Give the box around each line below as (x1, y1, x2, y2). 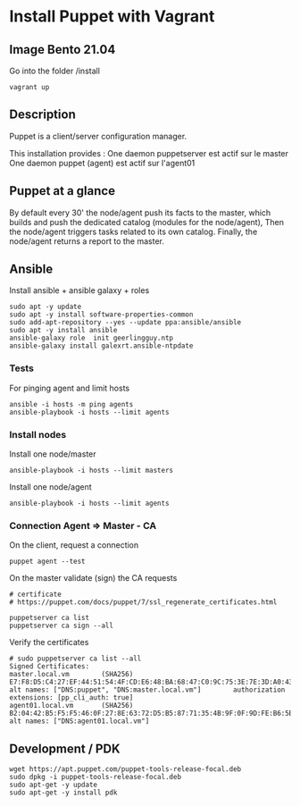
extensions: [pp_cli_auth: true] (9, 693, 134, 702)
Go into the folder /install (9, 65, 101, 76)
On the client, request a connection (9, 540, 139, 550)
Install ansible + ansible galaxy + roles (9, 285, 150, 296)
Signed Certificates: (9, 662, 90, 671)
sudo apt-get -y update (9, 780, 98, 790)
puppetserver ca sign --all (9, 621, 114, 631)
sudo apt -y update (9, 302, 82, 312)
